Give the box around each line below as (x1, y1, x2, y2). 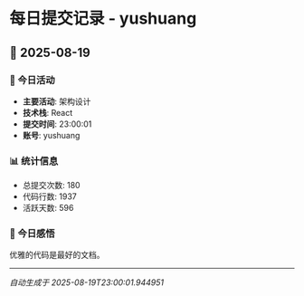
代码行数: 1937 (22, 191, 77, 202)
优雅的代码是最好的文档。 (9, 250, 105, 261)
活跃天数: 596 (22, 203, 74, 214)
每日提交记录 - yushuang (9, 8, 197, 29)
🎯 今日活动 (9, 73, 56, 86)
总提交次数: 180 (22, 180, 81, 191)
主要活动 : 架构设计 (22, 96, 91, 107)
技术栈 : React (22, 107, 73, 118)
